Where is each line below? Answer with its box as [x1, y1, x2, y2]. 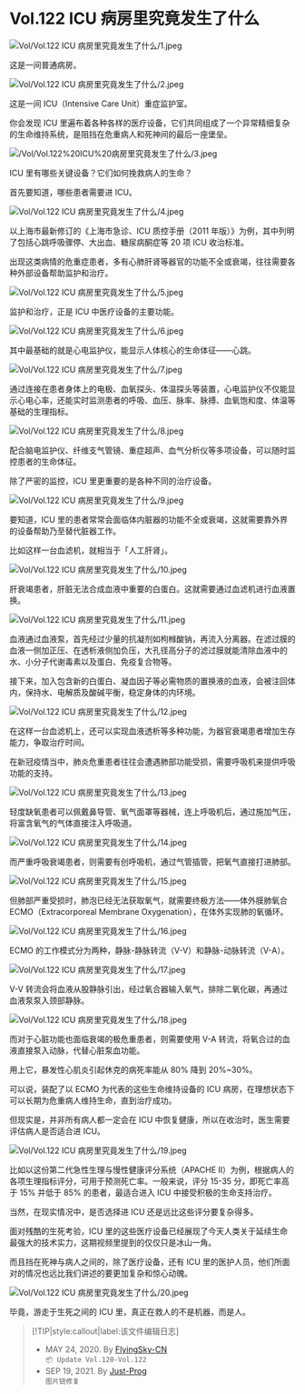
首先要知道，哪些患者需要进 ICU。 [9, 186, 138, 197]
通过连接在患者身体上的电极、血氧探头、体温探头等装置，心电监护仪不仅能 [9, 383, 288, 394]
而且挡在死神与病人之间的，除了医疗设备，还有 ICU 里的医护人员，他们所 [9, 1256, 283, 1267]
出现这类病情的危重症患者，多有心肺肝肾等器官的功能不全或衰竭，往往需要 [9, 256, 288, 266]
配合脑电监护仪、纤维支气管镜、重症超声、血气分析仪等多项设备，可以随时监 [9, 445, 296, 456]
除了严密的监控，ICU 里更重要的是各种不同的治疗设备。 [9, 475, 217, 486]
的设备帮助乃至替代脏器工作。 [9, 525, 121, 537]
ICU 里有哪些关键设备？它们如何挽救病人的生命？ [9, 167, 193, 178]
